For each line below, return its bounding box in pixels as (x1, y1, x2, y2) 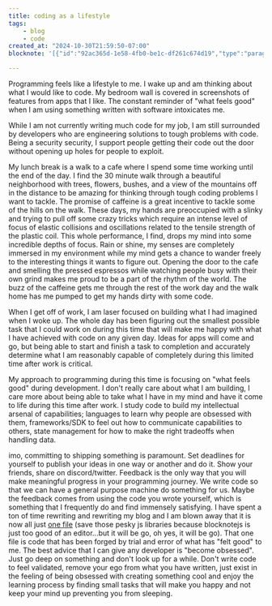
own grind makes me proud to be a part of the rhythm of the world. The (8, 274, 247, 284)
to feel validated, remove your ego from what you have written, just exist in (8, 563, 257, 572)
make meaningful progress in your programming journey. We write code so (8, 476, 259, 486)
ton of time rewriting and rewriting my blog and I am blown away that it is (8, 511, 252, 520)
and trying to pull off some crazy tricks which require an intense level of (8, 214, 249, 223)
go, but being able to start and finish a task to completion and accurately (8, 342, 251, 351)
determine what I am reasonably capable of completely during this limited (8, 350, 254, 359)
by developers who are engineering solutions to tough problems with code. (8, 129, 259, 139)
